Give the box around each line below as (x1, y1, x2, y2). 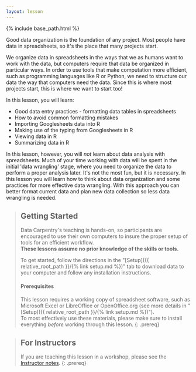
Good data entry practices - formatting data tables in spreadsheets (14, 108, 177, 115)
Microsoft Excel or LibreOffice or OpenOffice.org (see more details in (20, 302, 187, 309)
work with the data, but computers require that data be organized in (6, 60, 170, 67)
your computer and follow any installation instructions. (20, 269, 152, 276)
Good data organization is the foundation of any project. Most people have (6, 36, 185, 43)
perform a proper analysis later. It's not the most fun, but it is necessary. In (6, 169, 186, 176)
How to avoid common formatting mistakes (14, 114, 119, 121)
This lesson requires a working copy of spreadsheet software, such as (20, 296, 190, 303)
